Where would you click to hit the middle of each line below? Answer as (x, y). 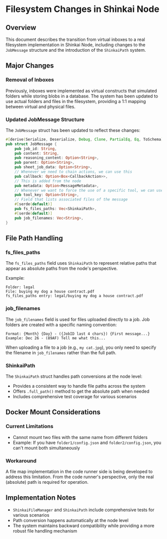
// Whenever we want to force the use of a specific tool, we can (84, 190)
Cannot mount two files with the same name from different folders (80, 437)
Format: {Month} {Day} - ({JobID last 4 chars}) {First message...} (78, 334)
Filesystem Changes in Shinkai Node (83, 9)
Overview (21, 28)
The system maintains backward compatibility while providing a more (83, 526)
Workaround (21, 460)
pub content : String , (37, 153)
